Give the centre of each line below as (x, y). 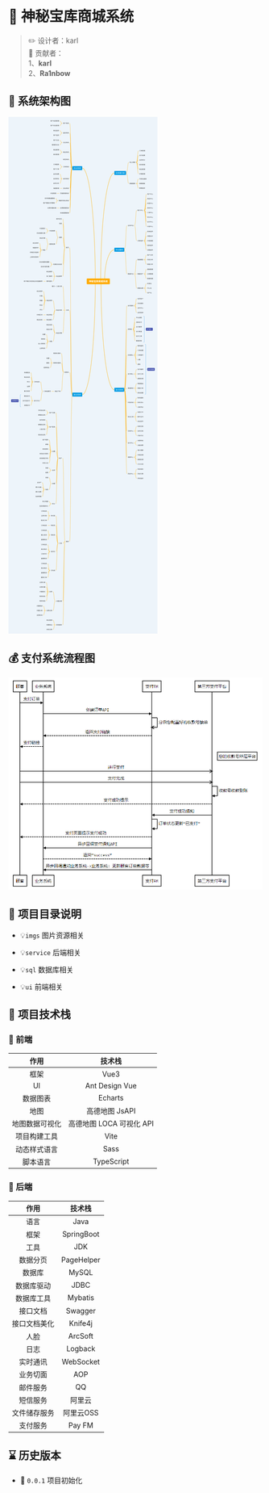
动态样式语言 (37, 1149)
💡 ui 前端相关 (41, 987)
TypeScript (111, 1162)
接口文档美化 (33, 1323)
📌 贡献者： (46, 52)
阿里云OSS (81, 1413)
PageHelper (81, 1260)
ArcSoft (81, 1336)
